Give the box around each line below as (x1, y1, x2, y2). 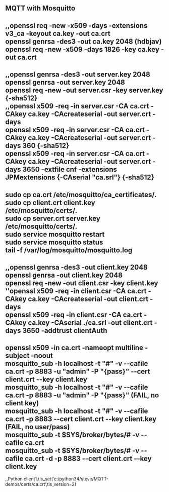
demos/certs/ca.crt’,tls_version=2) (5, 481, 77, 487)
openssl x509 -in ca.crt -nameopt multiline (5, 344, 144, 352)
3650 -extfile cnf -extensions (22, 165, 118, 174)
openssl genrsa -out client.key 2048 (5, 271, 123, 279)
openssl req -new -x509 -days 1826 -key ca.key (5, 45, 160, 54)
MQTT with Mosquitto (5, 4, 76, 13)
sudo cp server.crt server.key (5, 214, 101, 222)
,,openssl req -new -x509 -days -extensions (5, 21, 148, 30)
